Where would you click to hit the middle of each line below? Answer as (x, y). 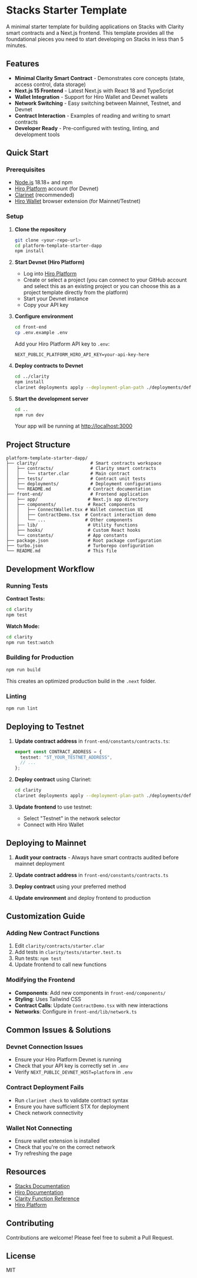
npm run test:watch (30, 643)
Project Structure (38, 444)
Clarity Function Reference (47, 1198)
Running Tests (27, 585)
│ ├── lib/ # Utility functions (72, 525)
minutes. (17, 45)
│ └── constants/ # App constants (67, 536)
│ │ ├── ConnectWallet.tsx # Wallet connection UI (75, 510)
